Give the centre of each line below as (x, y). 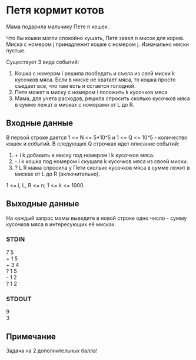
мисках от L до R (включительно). (57, 174)
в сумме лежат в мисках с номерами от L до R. (74, 104)
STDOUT (19, 299)
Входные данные (40, 123)
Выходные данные (43, 204)
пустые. (16, 50)
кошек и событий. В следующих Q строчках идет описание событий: (93, 143)
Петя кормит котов (55, 10)
